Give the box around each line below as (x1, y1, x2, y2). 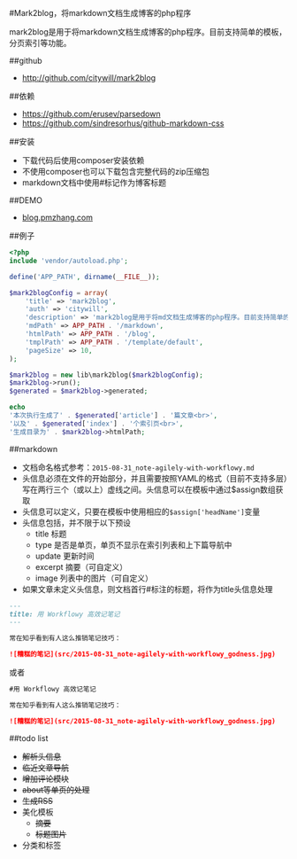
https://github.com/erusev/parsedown (21, 109, 161, 119)
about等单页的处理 (21, 784, 90, 795)
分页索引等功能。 (9, 38, 72, 48)
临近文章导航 (21, 761, 69, 773)
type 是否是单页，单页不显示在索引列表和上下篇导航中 (34, 539, 232, 550)
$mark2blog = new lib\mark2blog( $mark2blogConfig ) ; (9, 371, 203, 379)
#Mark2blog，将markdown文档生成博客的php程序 (9, 8, 192, 18)
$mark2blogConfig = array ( (9, 288, 109, 297)
